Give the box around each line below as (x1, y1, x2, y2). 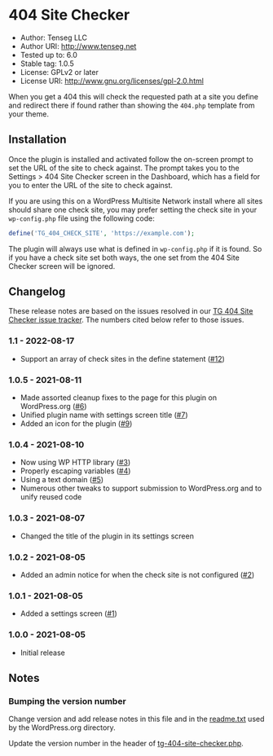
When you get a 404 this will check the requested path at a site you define (8, 91, 259, 101)
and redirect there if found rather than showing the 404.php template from (8, 100, 255, 110)
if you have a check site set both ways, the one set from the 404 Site (8, 253, 240, 262)
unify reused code (20, 492, 82, 502)
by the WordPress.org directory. (8, 723, 116, 732)
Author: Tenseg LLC (20, 33, 88, 42)
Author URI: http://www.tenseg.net (20, 41, 137, 51)
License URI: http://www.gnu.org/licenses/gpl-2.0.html (20, 76, 204, 86)
